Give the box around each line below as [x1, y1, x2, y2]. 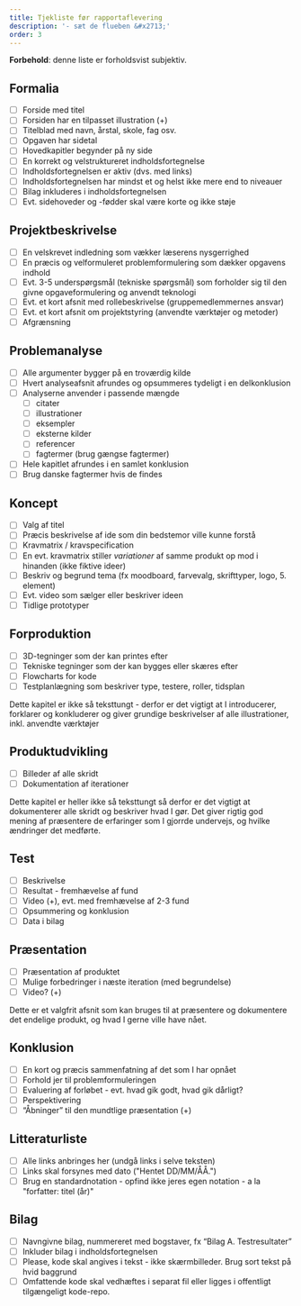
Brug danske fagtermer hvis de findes [22, 469, 164, 480]
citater [35, 398, 60, 408]
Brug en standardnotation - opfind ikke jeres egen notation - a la [22, 1175, 261, 1186]
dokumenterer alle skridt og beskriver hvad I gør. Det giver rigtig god [9, 805, 263, 816]
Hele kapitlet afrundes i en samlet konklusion [22, 458, 190, 469]
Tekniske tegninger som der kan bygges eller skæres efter [22, 660, 238, 671]
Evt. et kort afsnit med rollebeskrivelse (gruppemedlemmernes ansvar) [22, 296, 285, 307]
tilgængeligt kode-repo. [22, 1286, 111, 1297]
